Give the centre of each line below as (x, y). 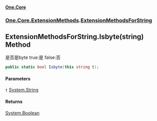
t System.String (22, 90)
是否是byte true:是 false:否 (33, 57)
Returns (14, 101)
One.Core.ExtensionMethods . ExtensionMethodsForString (79, 20)
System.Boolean (22, 113)
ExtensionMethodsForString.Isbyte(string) (75, 36)
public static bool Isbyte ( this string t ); (52, 67)
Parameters (18, 78)
